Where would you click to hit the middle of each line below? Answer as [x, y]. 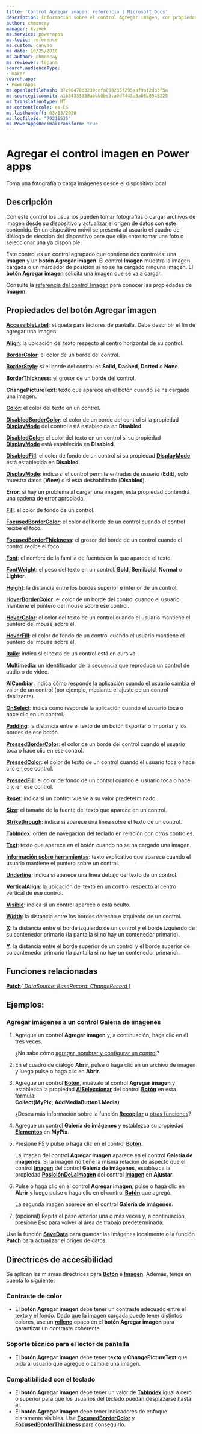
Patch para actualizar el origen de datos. [57, 1240]
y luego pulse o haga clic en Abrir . [58, 1072]
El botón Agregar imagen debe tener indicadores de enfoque [91, 1411]
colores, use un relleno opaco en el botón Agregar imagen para [94, 1322]
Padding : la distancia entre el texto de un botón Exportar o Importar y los [97, 726]
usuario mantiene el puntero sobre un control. [63, 863]
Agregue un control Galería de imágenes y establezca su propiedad [99, 1126]
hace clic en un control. [35, 714]
